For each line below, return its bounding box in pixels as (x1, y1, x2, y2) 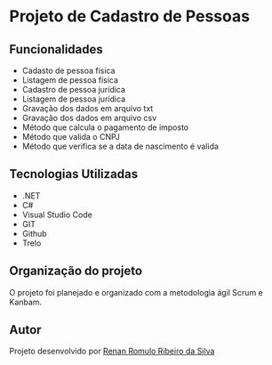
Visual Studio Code (21, 209, 93, 220)
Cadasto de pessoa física (21, 65, 116, 76)
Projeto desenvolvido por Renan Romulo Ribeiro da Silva (9, 345, 215, 357)
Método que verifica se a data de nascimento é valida (21, 141, 220, 151)
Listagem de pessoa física (21, 75, 118, 85)
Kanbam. (9, 296, 43, 307)
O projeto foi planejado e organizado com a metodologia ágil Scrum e (9, 287, 264, 297)
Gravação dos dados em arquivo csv (21, 113, 157, 123)
